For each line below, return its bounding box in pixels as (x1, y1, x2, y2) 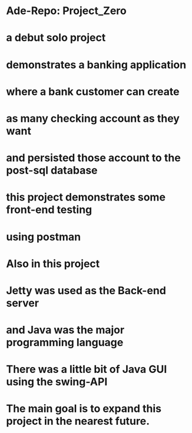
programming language (6, 336, 124, 349)
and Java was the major (6, 324, 125, 337)
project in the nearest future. (6, 415, 150, 428)
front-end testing (6, 203, 92, 216)
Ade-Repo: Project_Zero (6, 4, 127, 18)
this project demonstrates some (6, 191, 166, 204)
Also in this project (6, 257, 100, 270)
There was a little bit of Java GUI (6, 363, 167, 376)
